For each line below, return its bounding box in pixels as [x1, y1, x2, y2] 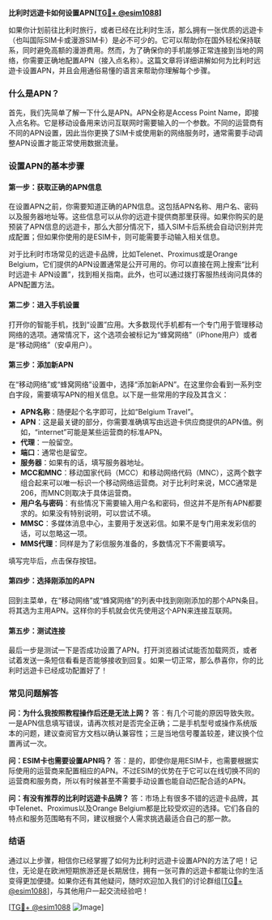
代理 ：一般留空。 [19, 437, 78, 447]
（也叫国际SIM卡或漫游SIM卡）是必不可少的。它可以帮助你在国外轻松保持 [8, 36, 254, 45]
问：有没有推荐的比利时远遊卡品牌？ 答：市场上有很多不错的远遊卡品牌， [8, 793, 252, 802]
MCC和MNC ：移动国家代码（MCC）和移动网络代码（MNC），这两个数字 [19, 467, 263, 477]
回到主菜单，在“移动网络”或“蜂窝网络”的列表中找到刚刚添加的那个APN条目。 [8, 595, 263, 605]
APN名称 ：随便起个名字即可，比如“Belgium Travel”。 [19, 406, 198, 416]
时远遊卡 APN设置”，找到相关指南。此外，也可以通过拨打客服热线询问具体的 [8, 269, 263, 279]
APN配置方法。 [8, 280, 59, 290]
